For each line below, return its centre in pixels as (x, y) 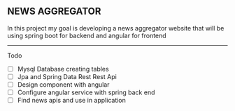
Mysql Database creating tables (63, 69)
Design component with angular (63, 84)
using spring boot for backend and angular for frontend (87, 35)
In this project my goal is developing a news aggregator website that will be (116, 28)
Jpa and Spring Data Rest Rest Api (67, 76)
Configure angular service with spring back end (86, 92)
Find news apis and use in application (71, 101)
